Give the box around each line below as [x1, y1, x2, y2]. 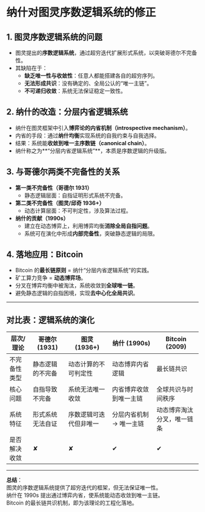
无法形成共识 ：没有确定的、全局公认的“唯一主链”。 [24, 80, 153, 87]
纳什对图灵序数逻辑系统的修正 [6, 5, 157, 20]
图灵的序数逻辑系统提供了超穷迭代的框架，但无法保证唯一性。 [6, 484, 162, 491]
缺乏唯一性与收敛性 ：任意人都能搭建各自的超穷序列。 [24, 72, 159, 79]
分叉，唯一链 [156, 415, 193, 424]
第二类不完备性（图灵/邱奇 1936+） [15, 199, 105, 206]
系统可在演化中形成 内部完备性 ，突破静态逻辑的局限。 [24, 229, 159, 237]
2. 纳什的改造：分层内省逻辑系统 [6, 107, 128, 117]
